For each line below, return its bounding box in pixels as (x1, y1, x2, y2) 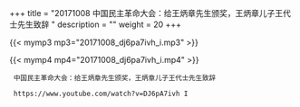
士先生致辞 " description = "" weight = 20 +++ (9, 19, 182, 30)
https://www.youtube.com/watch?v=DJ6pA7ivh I (13, 89, 189, 98)
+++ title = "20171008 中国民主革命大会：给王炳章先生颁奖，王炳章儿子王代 (9, 8, 292, 18)
